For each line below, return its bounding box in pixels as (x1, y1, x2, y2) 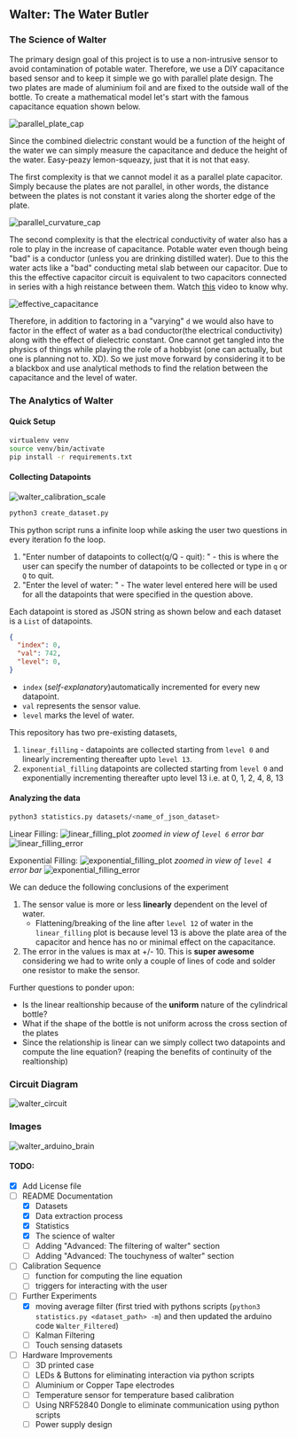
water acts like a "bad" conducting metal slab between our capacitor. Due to (9, 262, 288, 273)
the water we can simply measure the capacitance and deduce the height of (9, 145, 288, 155)
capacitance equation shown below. (9, 101, 141, 112)
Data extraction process (35, 1210, 123, 1221)
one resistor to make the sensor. (21, 964, 140, 975)
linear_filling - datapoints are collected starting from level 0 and (21, 744, 270, 755)
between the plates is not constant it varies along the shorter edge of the (9, 190, 276, 200)
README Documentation (21, 1190, 113, 1201)
